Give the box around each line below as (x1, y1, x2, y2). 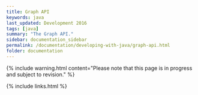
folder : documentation (6, 48, 63, 54)
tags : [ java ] (6, 25, 39, 32)
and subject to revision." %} (6, 70, 75, 78)
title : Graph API (6, 8, 50, 15)
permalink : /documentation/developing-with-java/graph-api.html (6, 43, 170, 49)
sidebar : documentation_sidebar (6, 37, 87, 43)
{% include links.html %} (6, 82, 67, 90)
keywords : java (6, 14, 44, 20)
